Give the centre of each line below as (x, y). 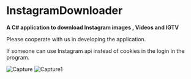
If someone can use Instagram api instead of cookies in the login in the (95, 51)
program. (18, 57)
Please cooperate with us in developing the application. (76, 39)
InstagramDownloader (65, 11)
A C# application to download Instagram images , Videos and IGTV (93, 27)
